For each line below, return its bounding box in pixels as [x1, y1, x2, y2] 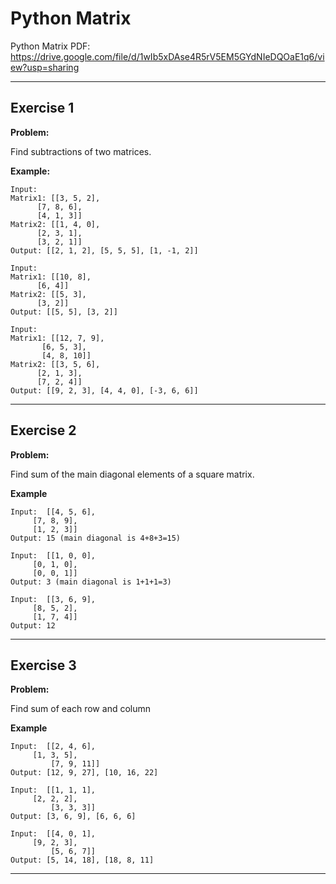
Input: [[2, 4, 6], [10, 742, 97, 752]
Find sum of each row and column [10, 703, 152, 715]
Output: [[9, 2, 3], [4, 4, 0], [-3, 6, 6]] [10, 385, 199, 396]
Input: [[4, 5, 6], [10, 507, 97, 517]
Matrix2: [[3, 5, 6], [10, 359, 101, 369]
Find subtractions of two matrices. [10, 145, 152, 157]
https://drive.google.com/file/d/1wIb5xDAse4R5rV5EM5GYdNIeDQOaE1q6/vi [10, 50, 325, 62]
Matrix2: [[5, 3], [10, 289, 87, 299]
